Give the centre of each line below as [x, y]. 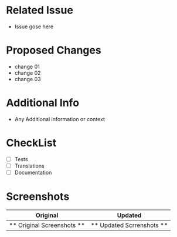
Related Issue [40, 10]
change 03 [28, 79]
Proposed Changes [54, 50]
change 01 [27, 66]
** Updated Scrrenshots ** [129, 225]
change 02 [28, 73]
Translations [30, 166]
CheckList [31, 143]
